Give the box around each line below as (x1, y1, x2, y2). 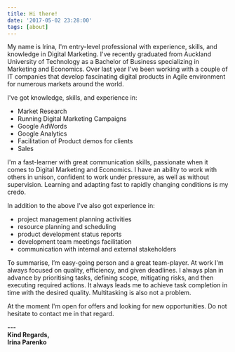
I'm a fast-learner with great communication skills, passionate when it (7, 158, 208, 167)
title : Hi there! (7, 10, 58, 18)
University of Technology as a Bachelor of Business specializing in (7, 58, 200, 66)
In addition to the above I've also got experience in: (7, 202, 156, 210)
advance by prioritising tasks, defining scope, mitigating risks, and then (7, 273, 214, 282)
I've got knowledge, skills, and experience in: (7, 93, 138, 102)
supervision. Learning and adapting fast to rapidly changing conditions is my (7, 181, 229, 189)
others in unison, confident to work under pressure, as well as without (7, 173, 209, 181)
